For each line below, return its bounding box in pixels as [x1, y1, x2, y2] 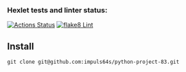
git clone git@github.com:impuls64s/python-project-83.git [7, 58, 180, 66]
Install [7, 40, 34, 52]
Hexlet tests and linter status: [7, 5, 108, 15]
